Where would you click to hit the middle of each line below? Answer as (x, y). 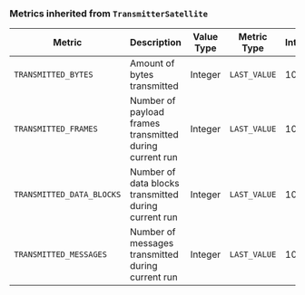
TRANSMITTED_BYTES (54, 75)
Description (156, 43)
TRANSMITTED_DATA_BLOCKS (68, 195)
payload (148, 112)
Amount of (152, 63)
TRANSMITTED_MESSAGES (60, 255)
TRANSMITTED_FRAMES (56, 129)
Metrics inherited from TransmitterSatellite (109, 14)
